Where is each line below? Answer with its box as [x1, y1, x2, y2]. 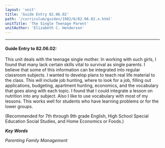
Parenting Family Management [5, 138, 68, 144]
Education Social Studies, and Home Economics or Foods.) [5, 118, 124, 124]
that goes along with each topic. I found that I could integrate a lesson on [5, 88, 153, 94]
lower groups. [5, 104, 33, 110]
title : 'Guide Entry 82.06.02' [5, 12, 69, 17]
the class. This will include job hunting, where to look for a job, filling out [5, 77, 151, 83]
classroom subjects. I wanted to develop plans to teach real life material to [5, 72, 156, 78]
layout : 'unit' [5, 7, 36, 12]
